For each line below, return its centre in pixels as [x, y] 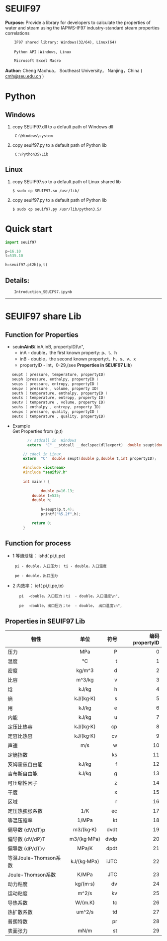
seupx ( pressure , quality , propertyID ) [55, 412]
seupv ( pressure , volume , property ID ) [55, 388]
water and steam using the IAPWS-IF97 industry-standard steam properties [83, 27]
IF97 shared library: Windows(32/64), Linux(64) [65, 42]
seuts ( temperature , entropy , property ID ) [59, 398]
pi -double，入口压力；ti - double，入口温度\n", [70, 596]
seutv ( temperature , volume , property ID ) [59, 402]
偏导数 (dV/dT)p [27, 830]
